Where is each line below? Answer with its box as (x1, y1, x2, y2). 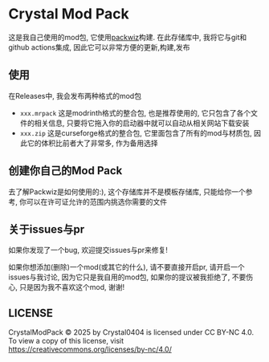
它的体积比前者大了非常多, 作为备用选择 (26, 138, 158, 148)
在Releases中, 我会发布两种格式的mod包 (8, 91, 142, 100)
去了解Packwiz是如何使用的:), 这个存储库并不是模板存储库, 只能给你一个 (8, 186, 247, 197)
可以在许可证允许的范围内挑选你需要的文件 (26, 197, 167, 206)
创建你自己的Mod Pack (8, 164, 123, 177)
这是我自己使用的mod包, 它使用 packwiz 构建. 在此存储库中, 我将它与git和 (8, 32, 247, 42)
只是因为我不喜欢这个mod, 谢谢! (18, 283, 125, 292)
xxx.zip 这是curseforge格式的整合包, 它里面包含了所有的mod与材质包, (19, 128, 253, 137)
